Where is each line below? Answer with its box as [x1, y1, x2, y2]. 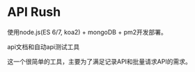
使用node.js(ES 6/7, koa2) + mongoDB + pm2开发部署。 [7, 28, 167, 36]
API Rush [7, 4, 61, 20]
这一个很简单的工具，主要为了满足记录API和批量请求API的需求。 [7, 57, 192, 66]
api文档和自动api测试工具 [7, 42, 80, 51]
